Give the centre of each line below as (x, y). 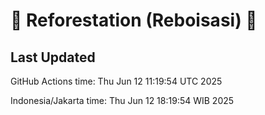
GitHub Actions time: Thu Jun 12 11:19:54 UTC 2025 (116, 81)
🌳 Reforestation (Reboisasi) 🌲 (134, 20)
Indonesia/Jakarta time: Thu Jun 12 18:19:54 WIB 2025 (122, 100)
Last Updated (53, 57)
